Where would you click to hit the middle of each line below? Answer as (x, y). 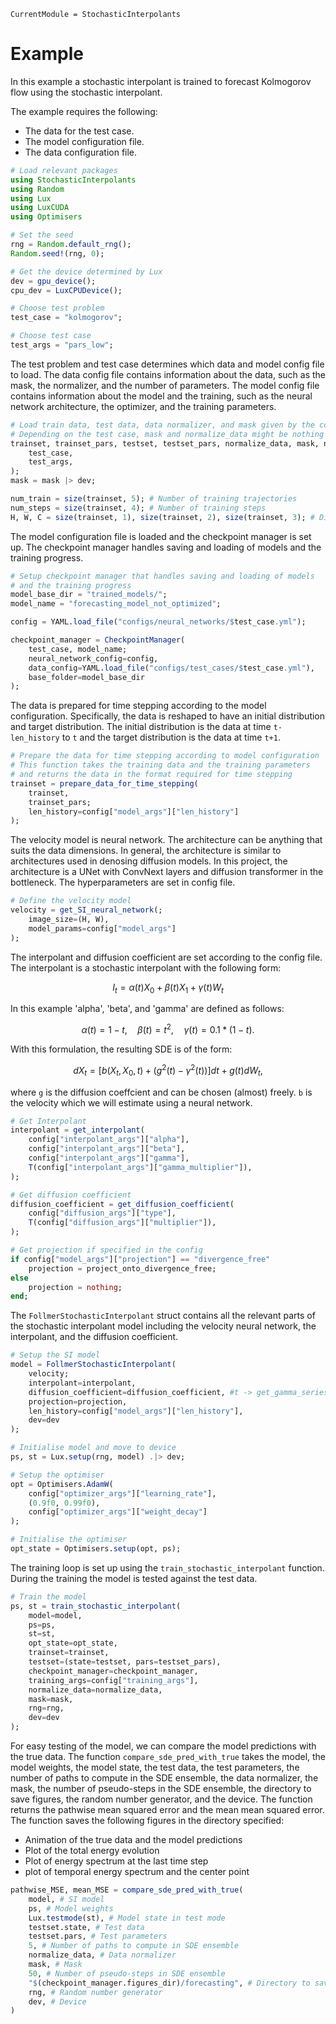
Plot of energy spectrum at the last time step (116, 1861)
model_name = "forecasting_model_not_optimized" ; (116, 604)
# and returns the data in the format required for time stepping (151, 775)
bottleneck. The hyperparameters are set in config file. (123, 882)
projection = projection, (78, 1401)
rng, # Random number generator (95, 1992)
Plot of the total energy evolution (92, 1851)
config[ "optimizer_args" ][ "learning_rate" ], (122, 1493)
